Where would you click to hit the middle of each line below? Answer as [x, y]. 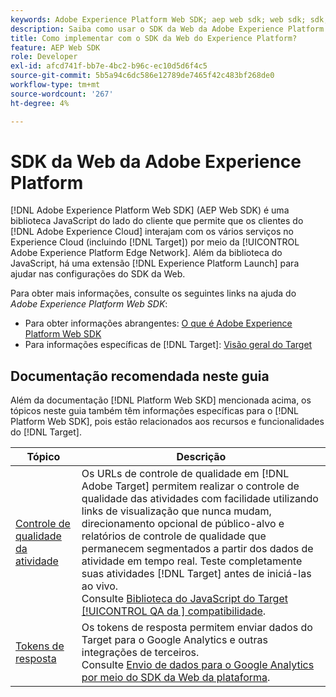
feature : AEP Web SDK [55, 47]
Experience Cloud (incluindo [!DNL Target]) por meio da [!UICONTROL [155, 242]
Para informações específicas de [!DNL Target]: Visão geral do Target [168, 345]
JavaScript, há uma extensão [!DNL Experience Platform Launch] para [155, 263]
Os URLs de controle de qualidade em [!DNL [185, 474]
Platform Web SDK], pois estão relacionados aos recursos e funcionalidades [167, 422]
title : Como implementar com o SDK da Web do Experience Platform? [154, 38]
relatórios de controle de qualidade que [174, 536]
